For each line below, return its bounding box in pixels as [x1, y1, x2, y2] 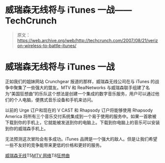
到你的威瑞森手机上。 [5, 125, 48, 131]
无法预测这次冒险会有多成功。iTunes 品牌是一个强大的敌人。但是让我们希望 [5, 136, 158, 142]
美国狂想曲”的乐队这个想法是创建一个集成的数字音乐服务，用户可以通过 [11, 91, 156, 96]
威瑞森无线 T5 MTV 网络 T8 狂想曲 [5, 152, 70, 158]
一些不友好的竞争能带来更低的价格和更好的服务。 [5, 142, 104, 148]
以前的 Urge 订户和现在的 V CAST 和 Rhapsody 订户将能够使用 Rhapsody [5, 107, 153, 113]
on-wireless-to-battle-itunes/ [17, 43, 77, 48]
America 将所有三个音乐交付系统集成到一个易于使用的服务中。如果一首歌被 [5, 113, 157, 119]
